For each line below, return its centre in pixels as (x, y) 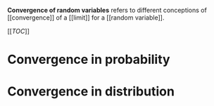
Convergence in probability (89, 60)
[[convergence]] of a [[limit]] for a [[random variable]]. (86, 18)
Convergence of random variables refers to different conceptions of (107, 10)
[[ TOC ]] (18, 31)
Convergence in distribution (91, 92)
